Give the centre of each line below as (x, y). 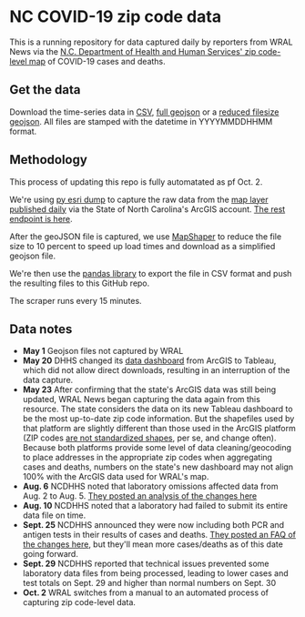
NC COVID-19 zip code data (115, 17)
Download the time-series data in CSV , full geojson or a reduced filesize (144, 112)
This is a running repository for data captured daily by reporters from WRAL (151, 42)
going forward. (51, 554)
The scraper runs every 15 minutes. (76, 300)
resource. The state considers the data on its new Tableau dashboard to (158, 409)
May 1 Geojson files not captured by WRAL (103, 351)
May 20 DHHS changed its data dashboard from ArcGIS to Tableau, (149, 360)
